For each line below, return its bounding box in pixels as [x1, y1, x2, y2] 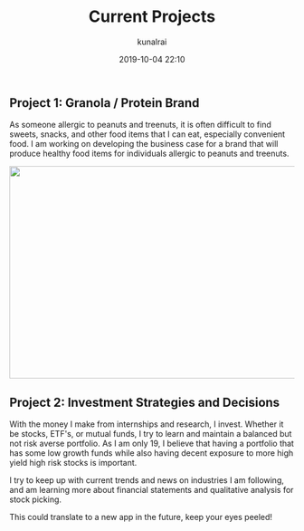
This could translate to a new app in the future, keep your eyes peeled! [9, 512, 273, 523]
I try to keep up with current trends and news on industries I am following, [9, 475, 285, 486]
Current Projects [89, 6, 215, 27]
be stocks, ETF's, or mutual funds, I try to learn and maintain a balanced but [9, 429, 292, 439]
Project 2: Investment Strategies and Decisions [9, 394, 280, 410]
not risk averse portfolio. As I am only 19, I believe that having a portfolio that [9, 438, 294, 449]
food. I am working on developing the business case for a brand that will [9, 139, 279, 150]
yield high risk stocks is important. [9, 458, 138, 468]
